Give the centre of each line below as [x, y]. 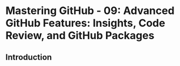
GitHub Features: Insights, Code [85, 23]
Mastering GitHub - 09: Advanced [90, 11]
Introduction [29, 57]
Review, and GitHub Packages [80, 36]
